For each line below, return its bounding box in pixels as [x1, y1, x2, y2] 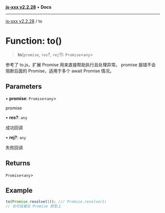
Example [5, 186, 33, 194]
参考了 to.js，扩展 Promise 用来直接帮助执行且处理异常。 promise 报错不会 [5, 61, 156, 68]
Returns [5, 159, 31, 167]
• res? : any [5, 114, 27, 120]
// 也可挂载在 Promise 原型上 [5, 204, 62, 209]
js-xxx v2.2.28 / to [5, 18, 43, 24]
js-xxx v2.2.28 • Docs [5, 4, 52, 10]
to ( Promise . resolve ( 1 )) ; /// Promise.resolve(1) [5, 199, 107, 204]
